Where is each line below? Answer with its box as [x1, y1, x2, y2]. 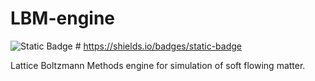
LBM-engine [10, 7, 116, 30]
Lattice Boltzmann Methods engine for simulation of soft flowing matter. [10, 59, 306, 71]
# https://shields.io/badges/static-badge [74, 40, 242, 52]
